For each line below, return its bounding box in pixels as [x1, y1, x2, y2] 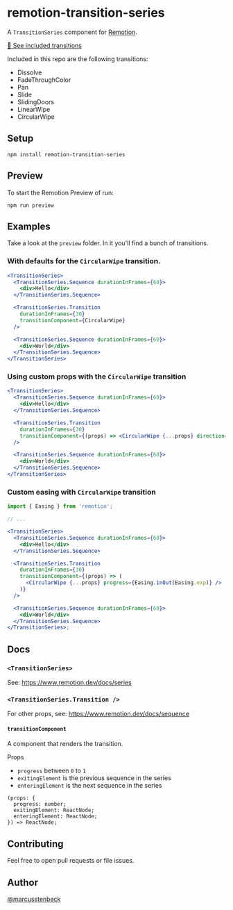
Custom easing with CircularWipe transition [7, 487, 156, 497]
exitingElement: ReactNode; [13, 807, 95, 814]
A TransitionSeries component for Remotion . [7, 28, 137, 36]
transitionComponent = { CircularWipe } [19, 317, 126, 324]
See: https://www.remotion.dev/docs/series [7, 678, 132, 686]
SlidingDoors [17, 97, 54, 106]
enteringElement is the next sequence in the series [17, 781, 162, 790]
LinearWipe [17, 105, 51, 113]
